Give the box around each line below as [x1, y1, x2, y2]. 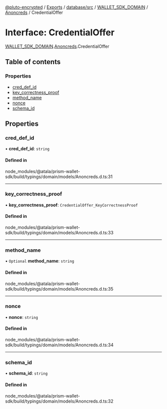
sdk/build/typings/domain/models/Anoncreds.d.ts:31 [5, 174, 113, 180]
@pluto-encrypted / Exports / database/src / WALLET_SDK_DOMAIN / [5, 4, 148, 10]
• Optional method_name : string [5, 258, 75, 264]
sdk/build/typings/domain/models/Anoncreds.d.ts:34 [5, 342, 114, 348]
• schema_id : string [5, 370, 48, 376]
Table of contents [5, 58, 61, 66]
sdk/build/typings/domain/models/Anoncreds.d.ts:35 [5, 286, 113, 292]
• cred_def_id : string [5, 146, 50, 152]
